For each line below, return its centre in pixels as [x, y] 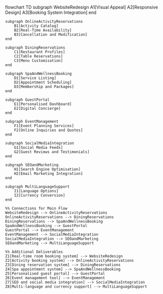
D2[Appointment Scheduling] [43, 82]
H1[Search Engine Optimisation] [47, 169]
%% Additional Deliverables [34, 252]
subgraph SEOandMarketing [32, 165]
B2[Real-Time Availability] [43, 30]
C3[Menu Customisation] [39, 61]
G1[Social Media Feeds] [39, 147]
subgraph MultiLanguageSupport [37, 187]
